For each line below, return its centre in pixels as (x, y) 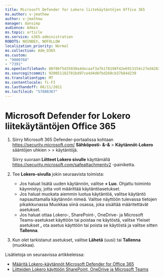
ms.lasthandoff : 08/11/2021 (34, 87)
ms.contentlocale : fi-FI (30, 82)
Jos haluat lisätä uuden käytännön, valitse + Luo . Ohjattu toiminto (85, 184)
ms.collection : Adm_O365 (30, 50)
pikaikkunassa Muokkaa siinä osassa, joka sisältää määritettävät (84, 205)
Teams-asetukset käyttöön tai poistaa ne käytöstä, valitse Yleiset (85, 220)
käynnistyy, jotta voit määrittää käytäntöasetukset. (70, 189)
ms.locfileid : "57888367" (31, 92)
